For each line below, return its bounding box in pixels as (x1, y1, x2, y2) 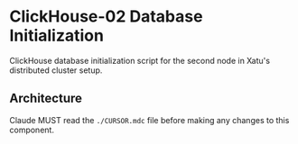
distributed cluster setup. (9, 65, 103, 76)
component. (9, 124, 54, 135)
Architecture (9, 91, 83, 106)
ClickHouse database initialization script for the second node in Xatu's (9, 55, 271, 66)
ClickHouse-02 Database (9, 6, 203, 27)
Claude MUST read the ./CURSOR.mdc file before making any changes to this (9, 114, 290, 125)
